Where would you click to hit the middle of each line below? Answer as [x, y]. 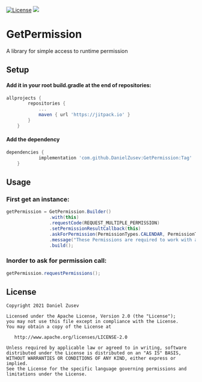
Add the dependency [33, 140]
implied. [17, 364]
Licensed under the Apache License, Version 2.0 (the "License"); [91, 316]
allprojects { [24, 98]
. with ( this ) [64, 217]
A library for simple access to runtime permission [67, 51]
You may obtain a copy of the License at [59, 327]
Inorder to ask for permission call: [57, 260]
